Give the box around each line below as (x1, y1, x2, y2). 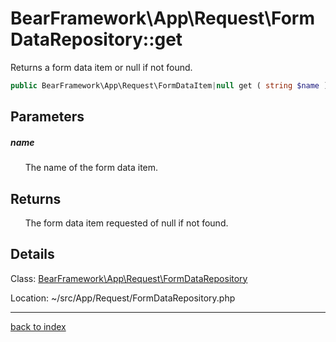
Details (10, 246, 55, 263)
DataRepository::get (10, 28, 183, 51)
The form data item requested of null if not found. (24, 217, 229, 229)
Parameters (10, 108, 85, 126)
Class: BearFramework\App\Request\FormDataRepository (10, 272, 248, 284)
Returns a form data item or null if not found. (10, 61, 193, 73)
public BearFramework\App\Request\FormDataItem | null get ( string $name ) (10, 80, 329, 91)
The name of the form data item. (24, 162, 159, 174)
